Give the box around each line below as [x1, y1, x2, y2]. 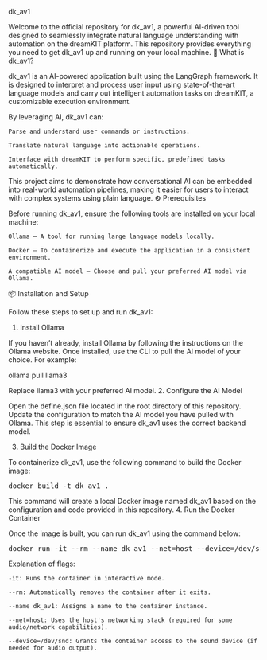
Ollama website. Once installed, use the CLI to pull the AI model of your [8, 346, 241, 356]
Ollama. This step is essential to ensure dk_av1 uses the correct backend [8, 418, 246, 428]
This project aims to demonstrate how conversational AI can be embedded [8, 177, 253, 186]
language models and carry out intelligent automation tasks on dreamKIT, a [8, 88, 254, 98]
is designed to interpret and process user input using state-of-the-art [8, 80, 235, 89]
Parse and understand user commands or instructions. [8, 127, 191, 135]
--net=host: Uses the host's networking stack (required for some [8, 616, 233, 624]
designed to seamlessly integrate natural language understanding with [8, 31, 239, 40]
